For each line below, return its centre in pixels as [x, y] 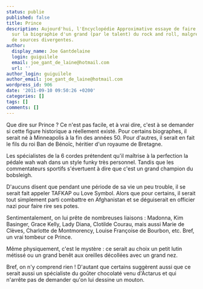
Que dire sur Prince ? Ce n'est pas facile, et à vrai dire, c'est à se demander [100, 125]
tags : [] [17, 102]
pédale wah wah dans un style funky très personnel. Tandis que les [90, 162]
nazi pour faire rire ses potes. [43, 206]
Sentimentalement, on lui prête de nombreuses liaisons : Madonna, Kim [95, 218]
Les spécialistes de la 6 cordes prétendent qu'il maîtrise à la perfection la [97, 155]
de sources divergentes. [43, 40]
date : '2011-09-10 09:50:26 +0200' [51, 91]
